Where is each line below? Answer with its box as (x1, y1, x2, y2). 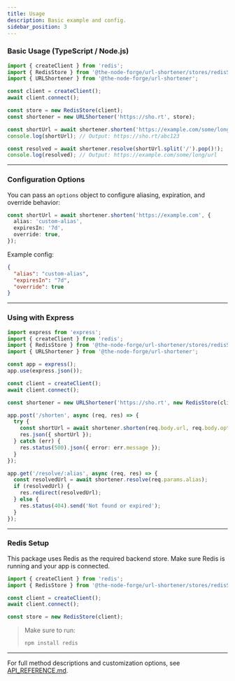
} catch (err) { (13, 438, 61, 445)
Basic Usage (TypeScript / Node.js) (7, 46, 129, 56)
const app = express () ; (7, 361, 77, 368)
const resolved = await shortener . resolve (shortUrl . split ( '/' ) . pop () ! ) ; (7, 145, 224, 152)
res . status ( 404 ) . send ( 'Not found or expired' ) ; (20, 502, 161, 509)
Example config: (7, 250, 55, 259)
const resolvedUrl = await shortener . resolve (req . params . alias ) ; (13, 476, 208, 483)
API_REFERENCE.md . (7, 666, 69, 675)
